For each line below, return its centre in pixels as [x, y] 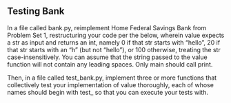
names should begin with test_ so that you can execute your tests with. [108, 92]
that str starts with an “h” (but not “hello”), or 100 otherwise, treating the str [114, 49]
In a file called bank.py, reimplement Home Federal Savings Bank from [107, 27]
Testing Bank [36, 11]
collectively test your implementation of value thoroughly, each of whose [110, 84]
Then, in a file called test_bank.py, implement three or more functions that [112, 78]
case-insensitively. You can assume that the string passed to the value [108, 57]
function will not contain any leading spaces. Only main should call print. [110, 64]
